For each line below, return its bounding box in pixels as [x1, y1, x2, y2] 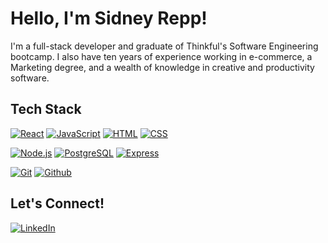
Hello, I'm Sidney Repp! [10, 7, 208, 30]
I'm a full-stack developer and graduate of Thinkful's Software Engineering [10, 40, 319, 52]
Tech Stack [10, 101, 82, 118]
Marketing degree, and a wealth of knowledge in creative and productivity [10, 61, 315, 73]
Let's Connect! [10, 195, 105, 212]
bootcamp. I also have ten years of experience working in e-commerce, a [10, 50, 313, 62]
